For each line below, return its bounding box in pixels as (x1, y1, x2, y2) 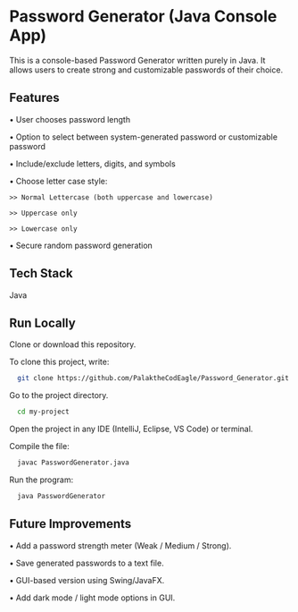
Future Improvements (9, 516, 132, 531)
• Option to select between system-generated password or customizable (9, 132, 278, 142)
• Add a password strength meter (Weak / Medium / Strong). (9, 540, 232, 551)
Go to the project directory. (9, 390, 109, 401)
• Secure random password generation (9, 240, 153, 251)
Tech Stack (9, 266, 73, 281)
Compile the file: (9, 441, 70, 452)
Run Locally (9, 315, 76, 330)
